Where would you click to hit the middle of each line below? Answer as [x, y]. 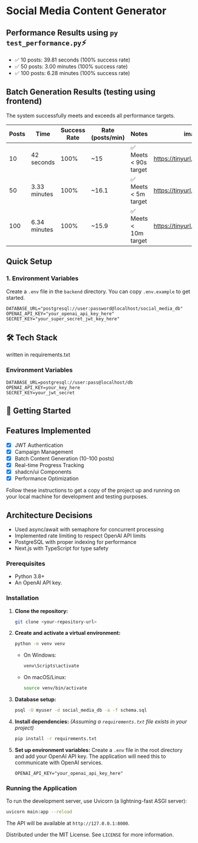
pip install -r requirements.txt [56, 738]
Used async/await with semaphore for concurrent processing [89, 529]
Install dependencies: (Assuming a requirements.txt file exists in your [101, 721]
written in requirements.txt [38, 355]
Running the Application [42, 788]
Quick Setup [29, 262]
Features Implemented [49, 431]
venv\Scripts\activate [51, 666]
